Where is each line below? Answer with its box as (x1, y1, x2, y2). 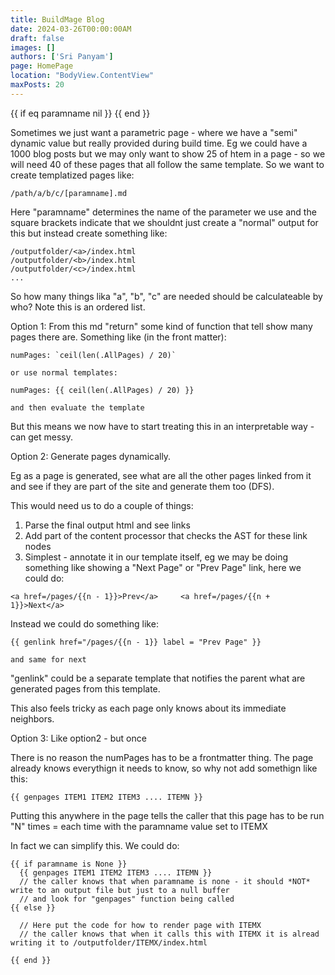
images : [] (10, 42, 56, 53)
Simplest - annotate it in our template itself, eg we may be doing (24, 551, 289, 563)
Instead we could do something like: (10, 617, 159, 630)
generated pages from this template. (10, 682, 161, 695)
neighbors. (10, 712, 55, 725)
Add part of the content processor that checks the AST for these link (24, 529, 308, 541)
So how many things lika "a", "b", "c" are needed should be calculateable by (10, 290, 323, 302)
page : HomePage (10, 61, 74, 71)
